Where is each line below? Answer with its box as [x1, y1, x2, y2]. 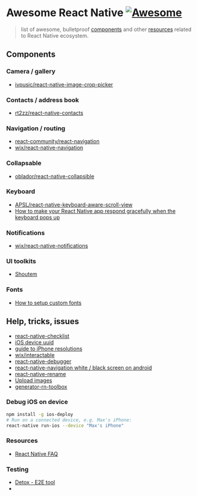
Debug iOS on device [6, 398, 69, 406]
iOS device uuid [14, 338, 54, 346]
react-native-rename [14, 370, 66, 377]
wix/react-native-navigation [14, 144, 84, 152]
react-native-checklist [14, 332, 70, 340]
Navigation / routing [6, 124, 66, 133]
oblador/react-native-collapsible [14, 172, 94, 180]
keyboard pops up [14, 214, 60, 221]
